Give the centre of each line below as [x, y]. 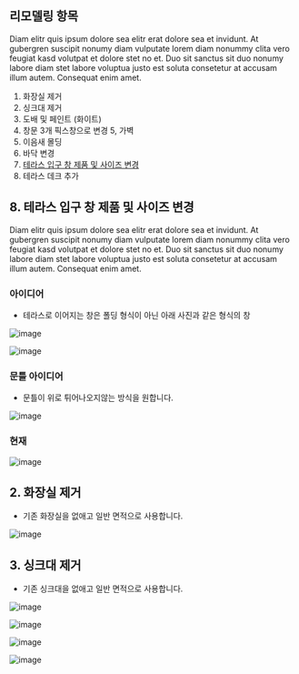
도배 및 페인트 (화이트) [62, 119]
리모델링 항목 [44, 16]
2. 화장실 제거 [45, 493]
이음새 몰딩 [42, 141]
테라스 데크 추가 [50, 176]
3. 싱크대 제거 [45, 565]
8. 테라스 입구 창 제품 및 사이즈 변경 [102, 207]
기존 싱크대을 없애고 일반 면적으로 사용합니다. [103, 588]
